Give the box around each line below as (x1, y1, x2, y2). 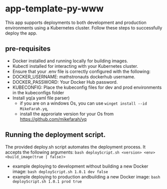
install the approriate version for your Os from (19, 111, 114, 117)
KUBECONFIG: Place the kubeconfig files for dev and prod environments (12, 84, 162, 90)
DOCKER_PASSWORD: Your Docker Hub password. (12, 79, 118, 85)
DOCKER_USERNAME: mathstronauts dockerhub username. (12, 73, 136, 80)
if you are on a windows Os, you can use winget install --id (19, 100, 147, 106)
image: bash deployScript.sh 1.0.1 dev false (12, 168, 108, 175)
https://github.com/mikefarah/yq (19, 116, 87, 122)
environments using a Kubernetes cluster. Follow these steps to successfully (5, 24, 163, 30)
